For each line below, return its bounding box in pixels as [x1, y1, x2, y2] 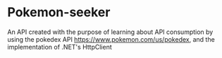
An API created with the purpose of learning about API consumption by [7, 28, 214, 36]
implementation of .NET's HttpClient [7, 42, 112, 51]
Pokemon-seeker [7, 4, 111, 21]
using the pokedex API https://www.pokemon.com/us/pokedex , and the [7, 35, 215, 43]
